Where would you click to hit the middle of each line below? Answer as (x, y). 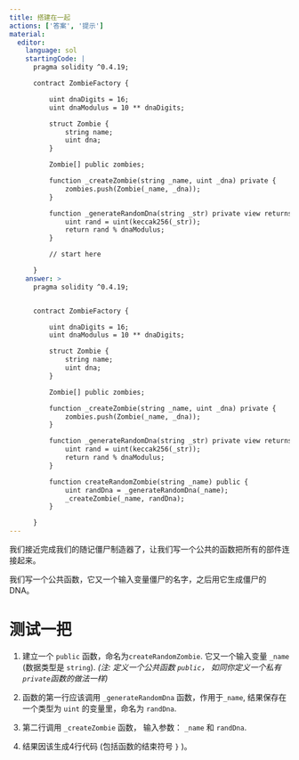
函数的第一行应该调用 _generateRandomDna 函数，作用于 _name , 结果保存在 (154, 697)
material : (28, 34)
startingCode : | (56, 59)
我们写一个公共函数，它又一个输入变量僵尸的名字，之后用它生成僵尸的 (138, 579)
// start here (75, 255)
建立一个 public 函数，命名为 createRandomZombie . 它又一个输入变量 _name (156, 656)
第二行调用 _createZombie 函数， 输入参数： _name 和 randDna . (134, 727)
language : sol (51, 51)
